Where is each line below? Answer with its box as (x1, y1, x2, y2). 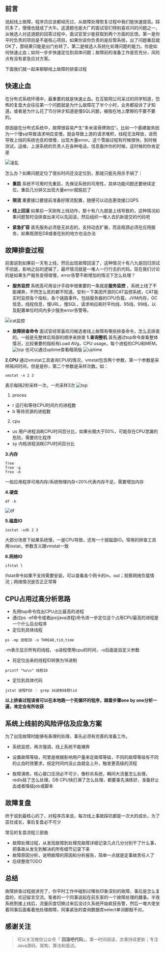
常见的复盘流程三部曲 (5, 829, 48, 835)
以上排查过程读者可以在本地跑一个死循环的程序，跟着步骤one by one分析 (5, 697, 153, 703)
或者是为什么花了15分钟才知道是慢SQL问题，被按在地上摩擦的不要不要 (13, 108, 156, 114)
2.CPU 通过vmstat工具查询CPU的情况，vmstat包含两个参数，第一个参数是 (5, 357, 155, 363)
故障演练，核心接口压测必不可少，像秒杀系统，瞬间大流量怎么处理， (12, 771, 150, 777)
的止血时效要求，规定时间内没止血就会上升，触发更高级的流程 (12, 760, 137, 766)
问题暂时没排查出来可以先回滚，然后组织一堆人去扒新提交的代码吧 (16, 213, 150, 220)
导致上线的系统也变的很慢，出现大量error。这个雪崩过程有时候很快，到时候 (5, 137, 157, 143)
